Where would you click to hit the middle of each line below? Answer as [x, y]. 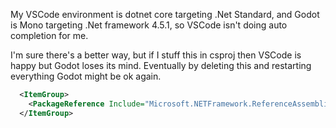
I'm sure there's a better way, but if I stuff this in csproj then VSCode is [156, 55]
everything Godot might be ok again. [86, 76]
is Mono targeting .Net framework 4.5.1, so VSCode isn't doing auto [149, 25]
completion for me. [49, 35]
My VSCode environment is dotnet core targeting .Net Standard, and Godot [165, 14]
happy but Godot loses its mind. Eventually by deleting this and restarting [161, 65]
